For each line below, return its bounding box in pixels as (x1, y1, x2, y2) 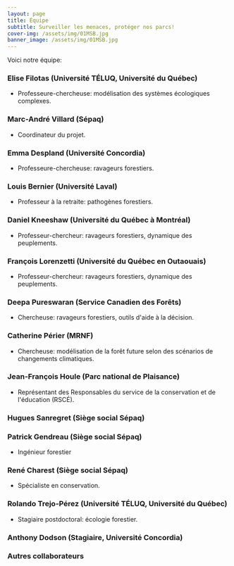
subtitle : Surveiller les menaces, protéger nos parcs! (7, 23, 175, 30)
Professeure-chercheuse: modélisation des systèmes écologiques (17, 89, 210, 98)
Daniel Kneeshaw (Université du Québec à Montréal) (7, 215, 191, 225)
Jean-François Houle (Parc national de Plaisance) (7, 372, 180, 382)
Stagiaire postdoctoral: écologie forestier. (17, 515, 138, 523)
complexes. (17, 96, 51, 106)
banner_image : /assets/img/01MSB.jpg (7, 37, 118, 44)
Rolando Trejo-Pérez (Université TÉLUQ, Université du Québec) (7, 499, 228, 509)
